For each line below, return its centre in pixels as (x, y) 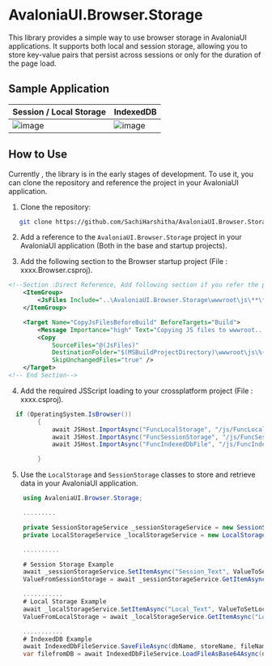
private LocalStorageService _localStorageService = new (121, 535)
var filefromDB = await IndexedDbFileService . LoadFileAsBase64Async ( (143, 654)
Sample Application (59, 89)
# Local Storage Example (65, 602)
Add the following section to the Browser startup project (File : (124, 262)
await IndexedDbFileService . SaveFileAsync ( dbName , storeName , (130, 647)
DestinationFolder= (84, 352)
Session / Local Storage (59, 111)
